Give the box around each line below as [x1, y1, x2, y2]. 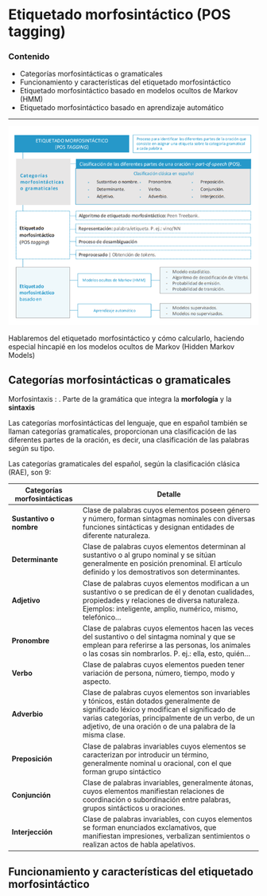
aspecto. [82, 677, 111, 686]
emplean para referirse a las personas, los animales [82, 640, 251, 650]
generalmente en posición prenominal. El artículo [82, 559, 242, 568]
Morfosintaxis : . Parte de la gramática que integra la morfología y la [8, 395, 232, 404]
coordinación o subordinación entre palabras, [82, 795, 231, 804]
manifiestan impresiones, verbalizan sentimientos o [82, 831, 250, 841]
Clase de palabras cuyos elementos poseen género [82, 505, 250, 515]
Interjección [11, 827, 53, 836]
